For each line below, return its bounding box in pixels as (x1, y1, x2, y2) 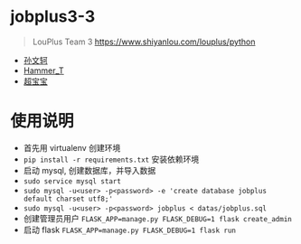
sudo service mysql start (23, 176, 121, 186)
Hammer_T (23, 65, 64, 76)
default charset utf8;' (23, 194, 114, 203)
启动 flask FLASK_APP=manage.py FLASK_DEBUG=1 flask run (23, 224, 237, 235)
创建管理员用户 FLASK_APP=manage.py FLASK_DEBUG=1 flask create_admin (23, 212, 292, 223)
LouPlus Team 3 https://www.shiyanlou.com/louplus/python (32, 36, 256, 47)
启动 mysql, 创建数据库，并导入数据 (23, 164, 156, 175)
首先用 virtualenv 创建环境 (23, 142, 121, 153)
